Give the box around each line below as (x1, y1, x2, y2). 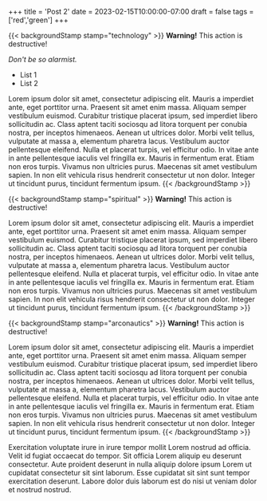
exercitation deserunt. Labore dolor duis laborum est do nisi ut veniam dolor (8, 476, 257, 486)
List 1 (19, 70, 37, 79)
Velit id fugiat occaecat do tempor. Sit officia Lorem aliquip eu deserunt (8, 451, 242, 460)
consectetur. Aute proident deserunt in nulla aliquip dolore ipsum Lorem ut (8, 460, 253, 469)
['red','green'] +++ (8, 15, 69, 25)
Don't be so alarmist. (8, 55, 77, 64)
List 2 (19, 79, 38, 88)
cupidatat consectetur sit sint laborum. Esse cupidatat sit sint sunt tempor (8, 468, 250, 477)
